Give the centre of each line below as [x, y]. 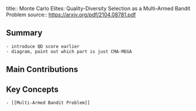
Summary [24, 33]
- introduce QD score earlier [43, 46]
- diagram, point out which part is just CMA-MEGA [69, 51]
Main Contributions [42, 70]
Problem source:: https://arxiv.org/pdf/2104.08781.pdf [71, 15]
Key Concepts [32, 89]
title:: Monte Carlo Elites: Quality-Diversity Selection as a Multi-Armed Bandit [98, 8]
